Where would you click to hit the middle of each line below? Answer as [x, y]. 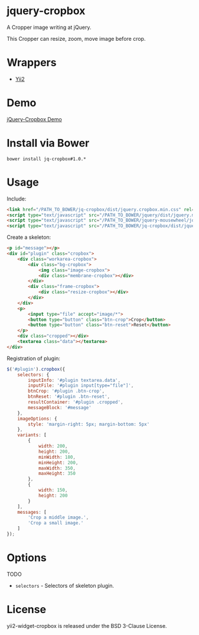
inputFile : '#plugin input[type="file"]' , [81, 385]
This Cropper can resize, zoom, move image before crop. [76, 38]
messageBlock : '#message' [60, 407]
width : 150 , [53, 490]
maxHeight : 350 [57, 474]
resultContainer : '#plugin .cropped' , [76, 402]
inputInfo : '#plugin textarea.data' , [74, 380]
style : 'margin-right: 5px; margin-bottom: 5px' [89, 424]
